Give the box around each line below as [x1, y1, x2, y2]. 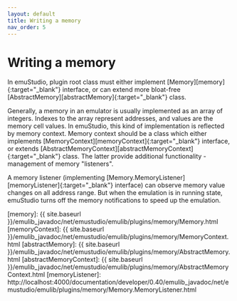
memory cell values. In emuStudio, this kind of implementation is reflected [7, 122, 225, 130]
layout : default [7, 10, 56, 18]
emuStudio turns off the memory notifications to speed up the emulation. [7, 196, 221, 205]
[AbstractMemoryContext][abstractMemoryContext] [40, 144, 194, 153]
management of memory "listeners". [7, 159, 114, 168]
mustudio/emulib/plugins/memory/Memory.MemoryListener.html [7, 285, 197, 294]
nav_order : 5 [7, 23, 46, 31]
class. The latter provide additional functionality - [62, 152, 206, 161]
